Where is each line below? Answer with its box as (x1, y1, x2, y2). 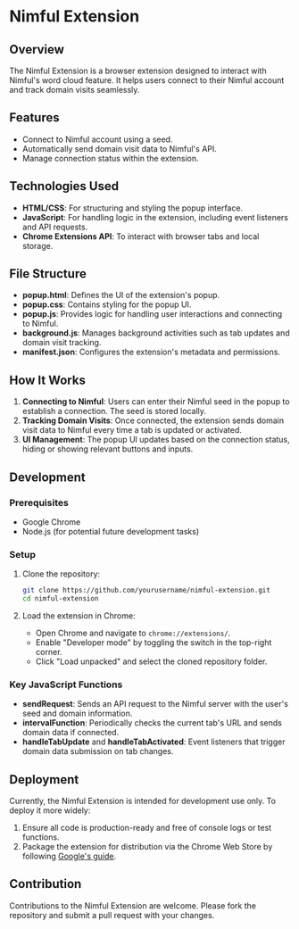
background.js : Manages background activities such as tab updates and (21, 328, 290, 338)
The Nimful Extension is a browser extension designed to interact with (9, 65, 267, 76)
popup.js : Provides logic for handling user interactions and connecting (21, 309, 283, 319)
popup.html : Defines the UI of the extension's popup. (21, 290, 220, 301)
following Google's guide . (21, 850, 117, 862)
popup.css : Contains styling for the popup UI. (21, 299, 192, 310)
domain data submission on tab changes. (21, 746, 174, 757)
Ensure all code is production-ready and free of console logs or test (21, 823, 272, 834)
